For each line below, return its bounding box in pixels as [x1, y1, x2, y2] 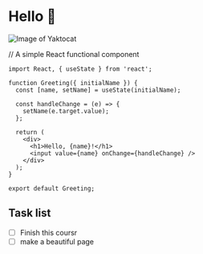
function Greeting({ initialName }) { [8, 79, 138, 87]
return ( [15, 128, 45, 136]
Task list [8, 207, 51, 220]
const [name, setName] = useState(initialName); [15, 86, 181, 94]
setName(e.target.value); [22, 107, 110, 115]
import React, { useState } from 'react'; [8, 64, 152, 73]
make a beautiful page [19, 236, 95, 246]
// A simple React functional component [8, 49, 140, 59]
